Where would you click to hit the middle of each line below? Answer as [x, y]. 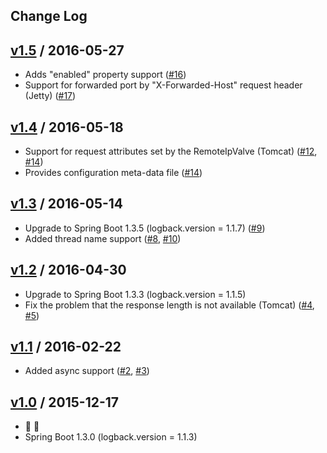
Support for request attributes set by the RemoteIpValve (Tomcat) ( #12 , [171, 151]
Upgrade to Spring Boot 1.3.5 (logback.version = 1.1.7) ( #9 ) [145, 228]
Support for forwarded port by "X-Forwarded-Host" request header [163, 85]
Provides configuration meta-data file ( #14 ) [113, 173]
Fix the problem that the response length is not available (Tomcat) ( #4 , [169, 305]
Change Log [49, 16]
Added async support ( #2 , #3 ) [87, 371]
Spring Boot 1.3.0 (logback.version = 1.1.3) [111, 437]
